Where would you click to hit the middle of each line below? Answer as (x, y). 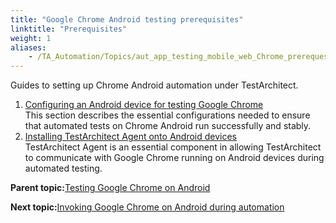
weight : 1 (31, 38)
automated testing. (63, 168)
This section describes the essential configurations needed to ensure (167, 115)
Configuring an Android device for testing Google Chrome (144, 105)
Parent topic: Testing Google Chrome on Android (110, 188)
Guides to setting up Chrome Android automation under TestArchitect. (154, 85)
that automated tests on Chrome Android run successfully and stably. (168, 126)
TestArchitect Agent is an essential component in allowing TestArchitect (173, 147)
